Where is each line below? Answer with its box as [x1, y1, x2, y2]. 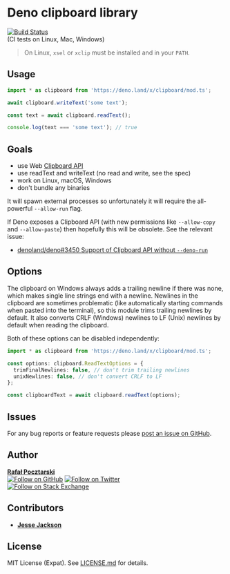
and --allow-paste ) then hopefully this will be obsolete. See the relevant [7, 225, 213, 233]
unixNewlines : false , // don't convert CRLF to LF [13, 373, 162, 380]
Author [7, 449, 38, 461]
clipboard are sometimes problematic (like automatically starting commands [7, 298, 223, 307]
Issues [7, 411, 37, 423]
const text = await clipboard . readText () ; [7, 112, 131, 119]
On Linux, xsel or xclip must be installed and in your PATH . [23, 48, 190, 57]
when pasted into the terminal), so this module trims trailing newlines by [7, 306, 212, 314]
